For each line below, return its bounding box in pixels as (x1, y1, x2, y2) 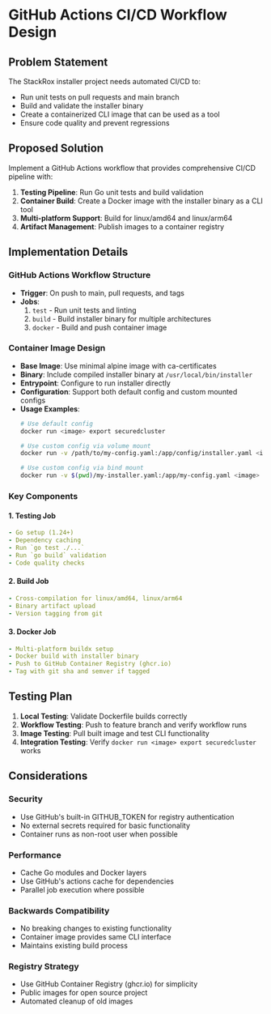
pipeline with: (8, 172, 53, 181)
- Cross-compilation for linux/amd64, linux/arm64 (8, 594, 183, 603)
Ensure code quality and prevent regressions (19, 118, 170, 127)
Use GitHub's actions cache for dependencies (19, 876, 174, 886)
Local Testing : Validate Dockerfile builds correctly (19, 711, 188, 721)
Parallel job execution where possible (19, 884, 145, 894)
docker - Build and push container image (32, 322, 167, 332)
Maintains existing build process (19, 941, 128, 951)
